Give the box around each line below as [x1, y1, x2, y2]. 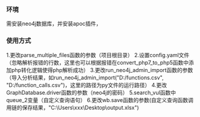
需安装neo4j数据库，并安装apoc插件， [6, 20, 102, 28]
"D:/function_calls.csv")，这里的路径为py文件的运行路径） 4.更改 [6, 81, 167, 88]
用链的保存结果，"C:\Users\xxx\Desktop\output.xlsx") [6, 104, 140, 111]
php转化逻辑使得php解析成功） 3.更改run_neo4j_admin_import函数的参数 [11, 66, 193, 73]
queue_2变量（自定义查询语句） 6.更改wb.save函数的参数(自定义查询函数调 [6, 96, 194, 103]
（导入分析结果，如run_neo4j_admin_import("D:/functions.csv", [6, 74, 164, 81]
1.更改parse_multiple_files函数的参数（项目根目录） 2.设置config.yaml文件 [6, 51, 190, 58]
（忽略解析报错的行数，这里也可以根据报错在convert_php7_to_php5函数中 [6, 59, 189, 66]
